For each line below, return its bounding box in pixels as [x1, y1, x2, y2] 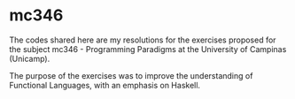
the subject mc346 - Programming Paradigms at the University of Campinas [9, 43, 287, 54]
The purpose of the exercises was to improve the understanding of [9, 70, 253, 80]
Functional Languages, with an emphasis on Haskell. [9, 80, 201, 90]
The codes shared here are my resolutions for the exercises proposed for [9, 34, 276, 45]
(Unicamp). [9, 53, 50, 64]
